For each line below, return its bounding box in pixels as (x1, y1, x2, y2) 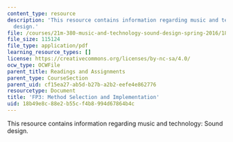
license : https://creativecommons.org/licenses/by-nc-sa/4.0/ (7, 55, 191, 62)
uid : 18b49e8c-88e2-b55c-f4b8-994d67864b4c (7, 100, 135, 107)
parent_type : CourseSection (7, 74, 89, 82)
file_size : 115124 (7, 36, 60, 43)
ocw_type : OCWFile (7, 62, 60, 69)
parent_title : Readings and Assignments (7, 68, 126, 75)
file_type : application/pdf (7, 42, 89, 49)
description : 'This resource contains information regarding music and (7, 17, 218, 24)
